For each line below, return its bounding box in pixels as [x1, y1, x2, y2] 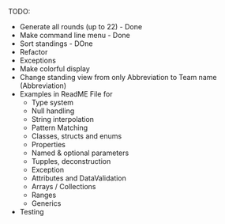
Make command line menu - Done [19, 31, 130, 40]
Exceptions [19, 55, 57, 65]
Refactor [19, 47, 48, 56]
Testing [19, 207, 45, 216]
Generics [31, 199, 62, 208]
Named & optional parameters [31, 148, 129, 158]
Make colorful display [19, 64, 91, 74]
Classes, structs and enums [31, 131, 122, 141]
